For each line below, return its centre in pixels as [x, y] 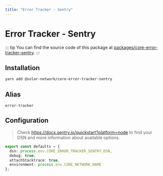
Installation [22, 68]
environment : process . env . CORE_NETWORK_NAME [55, 165]
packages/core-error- [136, 47]
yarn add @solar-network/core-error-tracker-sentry [59, 79]
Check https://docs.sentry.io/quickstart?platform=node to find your [85, 132]
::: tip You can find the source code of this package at [59, 47]
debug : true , [23, 155]
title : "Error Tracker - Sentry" [39, 10]
